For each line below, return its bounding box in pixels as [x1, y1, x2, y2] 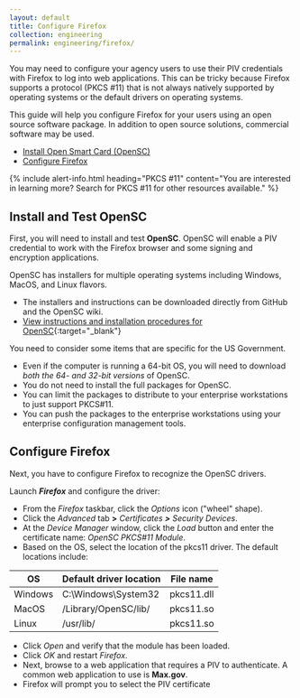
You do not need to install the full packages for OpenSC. [22, 380, 232, 391]
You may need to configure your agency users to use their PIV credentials [9, 63, 284, 74]
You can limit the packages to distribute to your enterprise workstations [22, 389, 288, 400]
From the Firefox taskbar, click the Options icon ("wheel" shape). [22, 503, 263, 514]
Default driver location [61, 572, 161, 585]
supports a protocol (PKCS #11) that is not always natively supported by [9, 82, 275, 93]
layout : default [9, 13, 70, 23]
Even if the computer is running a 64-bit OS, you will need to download [22, 360, 286, 371]
